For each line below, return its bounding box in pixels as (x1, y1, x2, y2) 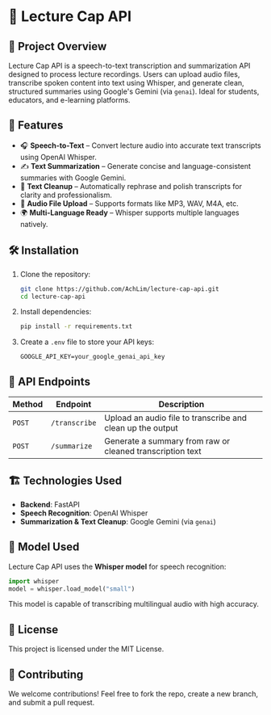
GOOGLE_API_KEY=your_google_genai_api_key (19, 353, 165, 361)
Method (12, 399, 44, 410)
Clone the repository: (19, 269, 91, 279)
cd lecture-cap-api (19, 292, 86, 301)
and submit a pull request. (8, 698, 95, 708)
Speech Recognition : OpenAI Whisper (19, 508, 148, 518)
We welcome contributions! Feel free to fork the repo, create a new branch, (8, 689, 258, 699)
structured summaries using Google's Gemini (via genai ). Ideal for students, (8, 86, 260, 96)
